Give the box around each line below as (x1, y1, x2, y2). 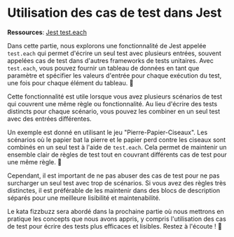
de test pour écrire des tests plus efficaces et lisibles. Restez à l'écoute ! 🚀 (7, 222, 222, 230)
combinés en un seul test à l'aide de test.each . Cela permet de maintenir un (7, 143, 227, 151)
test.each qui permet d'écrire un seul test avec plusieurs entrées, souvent (7, 49, 222, 57)
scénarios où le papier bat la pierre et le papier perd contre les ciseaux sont (7, 135, 226, 144)
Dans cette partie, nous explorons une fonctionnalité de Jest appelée (7, 41, 207, 50)
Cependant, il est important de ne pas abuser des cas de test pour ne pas (7, 171, 220, 180)
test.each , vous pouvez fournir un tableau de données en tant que (7, 64, 200, 72)
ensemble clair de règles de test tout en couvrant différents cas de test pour (7, 150, 227, 159)
